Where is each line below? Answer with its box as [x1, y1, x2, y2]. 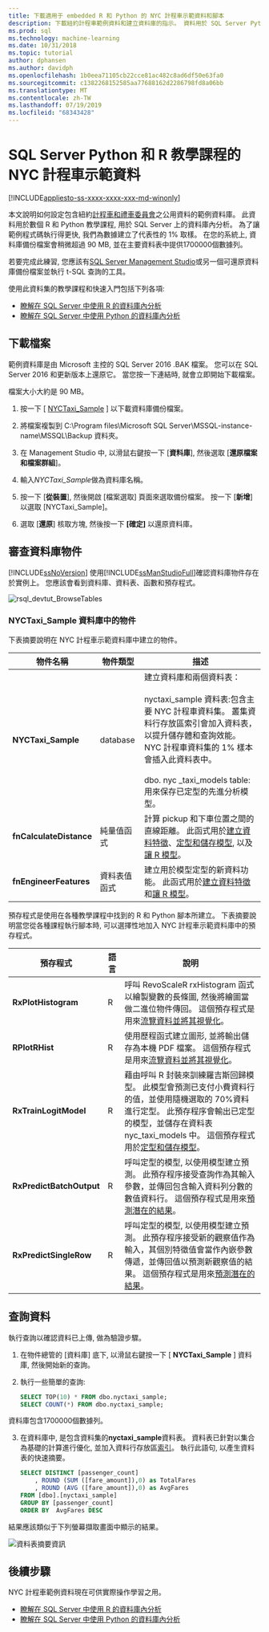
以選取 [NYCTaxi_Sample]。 [19, 502, 112, 511]
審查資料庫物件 [8, 545, 82, 559]
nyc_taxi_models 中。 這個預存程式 [124, 1129, 255, 1141]
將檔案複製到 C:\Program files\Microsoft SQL [19, 421, 168, 430]
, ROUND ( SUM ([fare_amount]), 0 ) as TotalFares [34, 1476, 196, 1485]
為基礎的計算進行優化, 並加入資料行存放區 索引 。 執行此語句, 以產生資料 [19, 1443, 255, 1453]
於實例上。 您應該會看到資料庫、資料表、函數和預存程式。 [8, 577, 200, 587]
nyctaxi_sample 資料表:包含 [143, 694, 247, 705]
